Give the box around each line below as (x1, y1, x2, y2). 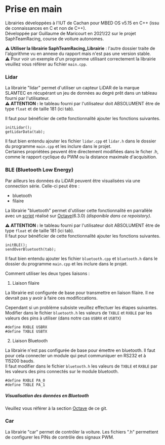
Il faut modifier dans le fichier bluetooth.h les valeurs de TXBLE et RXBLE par (5, 363, 158, 369)
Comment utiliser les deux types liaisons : (5, 270, 90, 276)
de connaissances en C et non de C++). (5, 25, 86, 31)
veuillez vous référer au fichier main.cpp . (5, 61, 87, 67)
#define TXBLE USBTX (5, 329, 48, 334)
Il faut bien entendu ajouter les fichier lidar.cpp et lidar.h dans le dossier (5, 138, 157, 144)
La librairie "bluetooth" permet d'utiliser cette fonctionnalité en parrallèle (5, 207, 153, 213)
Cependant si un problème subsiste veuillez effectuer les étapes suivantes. (5, 304, 158, 311)
